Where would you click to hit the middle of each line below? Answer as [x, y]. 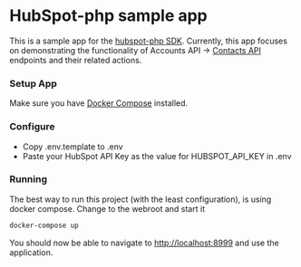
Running [29, 179]
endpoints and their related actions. [76, 60]
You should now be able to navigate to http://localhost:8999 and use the [144, 243]
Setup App [33, 83]
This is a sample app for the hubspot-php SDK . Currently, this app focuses [149, 41]
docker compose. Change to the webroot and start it [107, 208]
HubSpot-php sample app [109, 16]
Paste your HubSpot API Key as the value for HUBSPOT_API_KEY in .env [157, 156]
